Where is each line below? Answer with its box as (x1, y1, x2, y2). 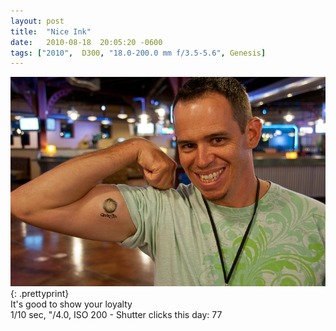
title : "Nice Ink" (10, 26, 92, 37)
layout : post (10, 16, 65, 26)
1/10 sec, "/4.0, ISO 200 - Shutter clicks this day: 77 (10, 308, 223, 320)
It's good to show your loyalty (10, 298, 133, 310)
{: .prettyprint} (10, 287, 70, 299)
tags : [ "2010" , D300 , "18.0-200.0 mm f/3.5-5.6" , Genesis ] (10, 48, 267, 58)
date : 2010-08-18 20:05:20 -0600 (10, 37, 163, 47)
